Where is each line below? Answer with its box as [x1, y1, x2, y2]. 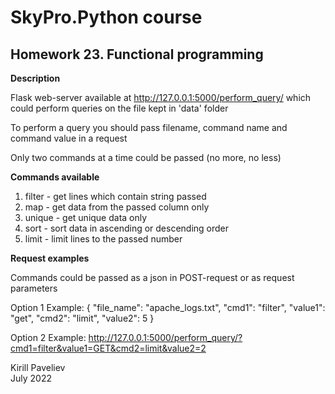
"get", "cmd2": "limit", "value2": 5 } [10, 312, 155, 324]
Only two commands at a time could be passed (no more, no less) [10, 152, 282, 163]
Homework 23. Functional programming [10, 46, 264, 63]
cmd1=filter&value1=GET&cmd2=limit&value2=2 [10, 342, 207, 354]
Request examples [10, 252, 90, 264]
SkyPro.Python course [10, 6, 203, 29]
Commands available [10, 171, 100, 183]
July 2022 [10, 372, 52, 384]
